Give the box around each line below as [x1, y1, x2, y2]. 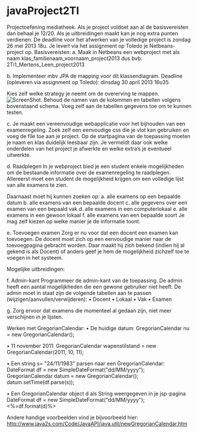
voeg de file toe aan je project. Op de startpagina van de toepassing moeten [6, 132, 191, 139]
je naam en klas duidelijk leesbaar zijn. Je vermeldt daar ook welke [6, 139, 168, 146]
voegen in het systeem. [6, 254, 63, 261]
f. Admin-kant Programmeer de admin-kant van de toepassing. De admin [6, 277, 182, 284]
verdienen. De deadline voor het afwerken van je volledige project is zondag [6, 36, 191, 43]
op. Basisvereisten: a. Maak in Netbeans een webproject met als [25, 48, 180, 55]
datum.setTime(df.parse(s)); [6, 378, 75, 385]
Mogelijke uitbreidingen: [6, 266, 65, 273]
